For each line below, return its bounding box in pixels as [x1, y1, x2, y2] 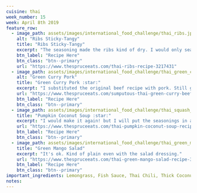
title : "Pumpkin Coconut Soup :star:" [16, 112, 111, 118]
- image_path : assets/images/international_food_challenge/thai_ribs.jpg [11, 31, 195, 36]
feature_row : [6, 25, 38, 31]
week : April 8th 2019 [6, 19, 59, 25]
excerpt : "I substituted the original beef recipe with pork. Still [16, 85, 188, 91]
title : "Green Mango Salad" [16, 145, 85, 151]
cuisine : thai [6, 8, 41, 15]
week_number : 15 [6, 14, 46, 20]
